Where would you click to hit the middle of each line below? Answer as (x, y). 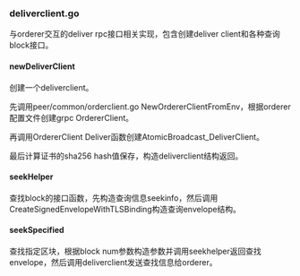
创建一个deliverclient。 (51, 87)
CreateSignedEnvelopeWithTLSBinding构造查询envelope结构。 (125, 209)
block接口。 (31, 45)
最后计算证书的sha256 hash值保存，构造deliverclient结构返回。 (126, 156)
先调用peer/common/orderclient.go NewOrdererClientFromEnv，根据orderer (150, 107)
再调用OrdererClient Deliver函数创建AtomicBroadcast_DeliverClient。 (137, 136)
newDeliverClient (43, 66)
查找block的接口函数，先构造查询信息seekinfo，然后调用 (114, 198)
